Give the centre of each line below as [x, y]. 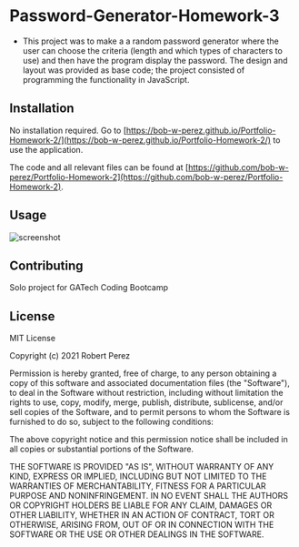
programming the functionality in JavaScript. [106, 79]
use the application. [46, 149]
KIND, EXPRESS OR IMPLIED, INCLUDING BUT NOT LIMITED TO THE [138, 476]
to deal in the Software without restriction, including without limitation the [146, 393]
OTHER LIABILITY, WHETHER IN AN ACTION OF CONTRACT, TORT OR [142, 515]
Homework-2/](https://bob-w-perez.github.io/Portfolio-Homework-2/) [140, 140]
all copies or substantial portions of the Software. [101, 449]
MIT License [33, 339]
